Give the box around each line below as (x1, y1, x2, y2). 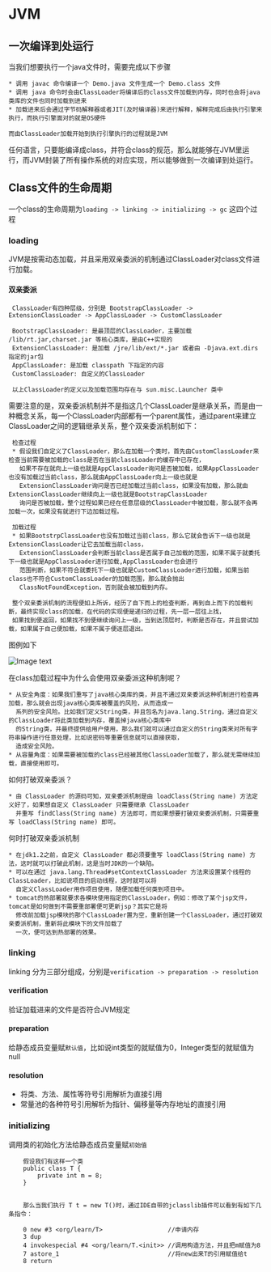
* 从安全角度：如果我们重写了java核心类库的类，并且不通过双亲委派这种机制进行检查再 (8, 691, 259, 699)
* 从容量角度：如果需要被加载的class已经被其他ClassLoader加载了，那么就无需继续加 (8, 751, 260, 759)
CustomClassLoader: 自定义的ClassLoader (11, 370, 146, 379)
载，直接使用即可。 (8, 760, 63, 768)
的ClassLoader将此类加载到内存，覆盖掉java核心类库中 (8, 717, 171, 725)
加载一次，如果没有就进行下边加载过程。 (8, 507, 123, 516)
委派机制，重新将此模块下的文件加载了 (14, 920, 123, 928)
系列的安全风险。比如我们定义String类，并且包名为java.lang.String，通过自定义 (15, 708, 258, 716)
